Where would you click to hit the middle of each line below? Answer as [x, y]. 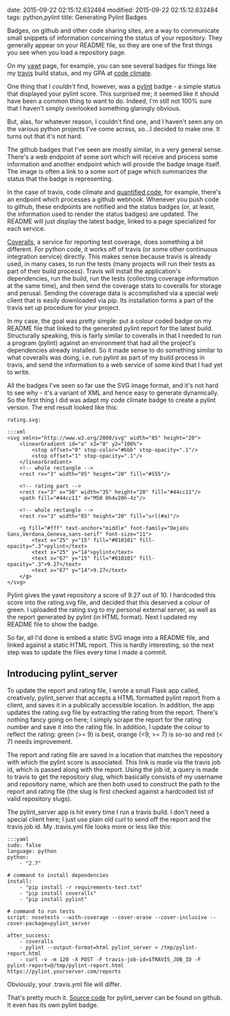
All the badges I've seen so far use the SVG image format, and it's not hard [113, 385]
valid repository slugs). [39, 798]
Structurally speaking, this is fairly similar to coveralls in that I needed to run [114, 335]
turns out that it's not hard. [45, 136]
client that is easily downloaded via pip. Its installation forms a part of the [111, 300]
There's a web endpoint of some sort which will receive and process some [113, 157]
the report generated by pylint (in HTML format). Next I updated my [102, 617]
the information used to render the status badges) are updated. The [103, 214]
